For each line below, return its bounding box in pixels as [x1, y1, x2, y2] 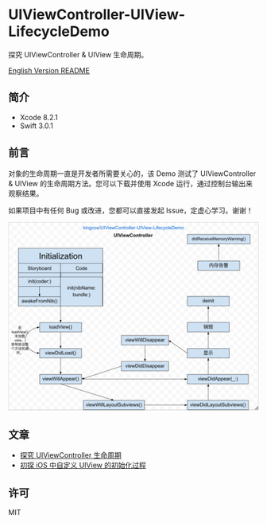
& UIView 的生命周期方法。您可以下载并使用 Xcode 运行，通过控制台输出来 [8, 178, 253, 188]
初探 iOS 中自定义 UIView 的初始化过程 [19, 460, 147, 470]
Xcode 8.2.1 [19, 112, 58, 122]
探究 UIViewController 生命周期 [19, 451, 122, 460]
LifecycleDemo [8, 22, 110, 41]
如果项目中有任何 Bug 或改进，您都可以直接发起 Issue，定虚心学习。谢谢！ [8, 205, 253, 215]
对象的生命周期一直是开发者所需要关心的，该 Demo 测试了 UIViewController [8, 169, 257, 178]
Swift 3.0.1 [19, 121, 53, 131]
